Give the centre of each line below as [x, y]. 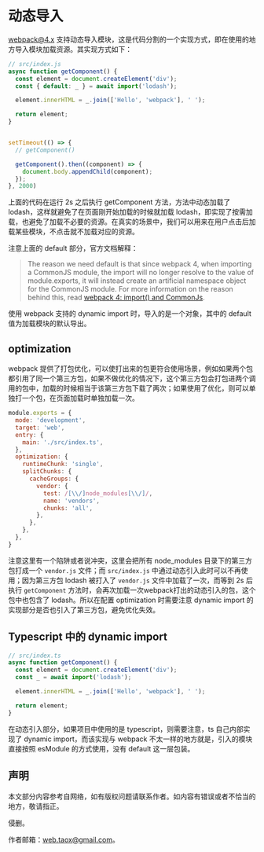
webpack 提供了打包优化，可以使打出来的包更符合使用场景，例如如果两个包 [131, 369]
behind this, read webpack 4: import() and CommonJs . [116, 297]
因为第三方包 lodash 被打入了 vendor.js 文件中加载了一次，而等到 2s [133, 580]
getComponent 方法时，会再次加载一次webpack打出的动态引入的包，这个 [139, 589]
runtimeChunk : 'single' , [63, 465]
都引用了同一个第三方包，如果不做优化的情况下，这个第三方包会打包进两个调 [132, 379]
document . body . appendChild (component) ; [88, 171]
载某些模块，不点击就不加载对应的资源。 [73, 232]
